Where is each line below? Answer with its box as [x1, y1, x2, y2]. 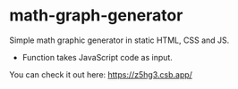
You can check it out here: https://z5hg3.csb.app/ [9, 69, 192, 80]
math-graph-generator [9, 5, 183, 26]
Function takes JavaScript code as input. [21, 52, 173, 62]
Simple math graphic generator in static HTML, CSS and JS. [9, 35, 230, 45]
